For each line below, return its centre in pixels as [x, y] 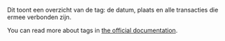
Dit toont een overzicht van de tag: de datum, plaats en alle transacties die [113, 10]
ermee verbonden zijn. [39, 17]
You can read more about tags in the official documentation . [92, 30]
